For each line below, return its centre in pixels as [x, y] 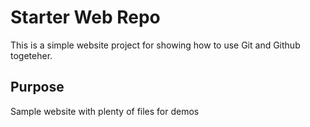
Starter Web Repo [85, 17]
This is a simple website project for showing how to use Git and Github [155, 45]
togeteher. [31, 55]
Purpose [37, 87]
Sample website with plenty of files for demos [105, 111]
